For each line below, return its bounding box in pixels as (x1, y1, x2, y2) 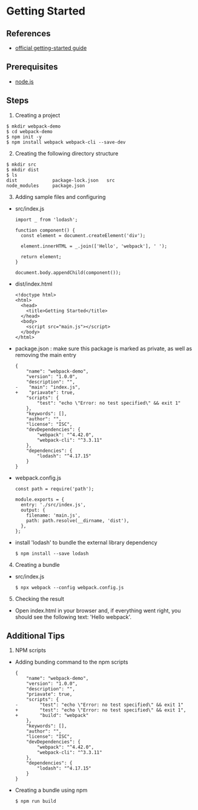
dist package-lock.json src (6, 177, 115, 183)
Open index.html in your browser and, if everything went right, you (15, 607, 181, 614)
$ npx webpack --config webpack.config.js (15, 584, 124, 590)
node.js (15, 77, 35, 85)
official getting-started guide (15, 44, 87, 51)
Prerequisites (6, 62, 58, 72)
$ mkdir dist (6, 166, 39, 173)
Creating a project (15, 111, 61, 119)
